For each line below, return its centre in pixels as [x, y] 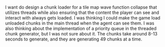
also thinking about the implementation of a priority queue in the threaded [81, 28]
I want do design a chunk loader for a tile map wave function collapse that [81, 7]
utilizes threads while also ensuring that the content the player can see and [82, 12]
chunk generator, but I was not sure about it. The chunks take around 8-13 [82, 34]
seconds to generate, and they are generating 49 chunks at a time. [74, 39]
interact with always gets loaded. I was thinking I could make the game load [83, 18]
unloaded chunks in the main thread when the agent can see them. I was [80, 23]
